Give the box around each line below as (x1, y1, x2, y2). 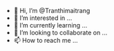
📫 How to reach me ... (13, 37, 78, 44)
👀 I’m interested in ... (13, 14, 73, 22)
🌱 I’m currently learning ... (13, 21, 88, 29)
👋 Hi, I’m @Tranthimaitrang (13, 7, 91, 14)
